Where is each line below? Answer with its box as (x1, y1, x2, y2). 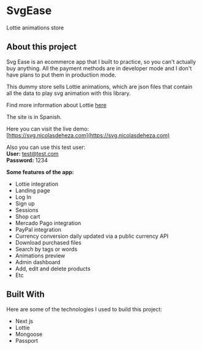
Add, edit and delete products (15, 265, 91, 272)
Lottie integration (15, 180, 59, 188)
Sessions (15, 206, 39, 213)
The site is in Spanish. (6, 113, 62, 120)
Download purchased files (15, 238, 81, 246)
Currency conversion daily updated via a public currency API (15, 232, 169, 240)
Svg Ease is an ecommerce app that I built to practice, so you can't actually (6, 58, 196, 65)
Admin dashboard (15, 258, 61, 265)
